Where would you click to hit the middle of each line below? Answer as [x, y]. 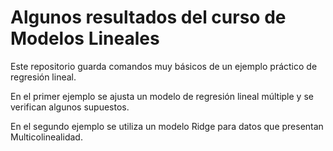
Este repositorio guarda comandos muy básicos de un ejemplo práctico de [164, 66]
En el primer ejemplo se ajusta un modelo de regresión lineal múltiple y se [162, 96]
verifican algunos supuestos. [70, 107]
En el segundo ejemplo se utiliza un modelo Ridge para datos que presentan [167, 126]
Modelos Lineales [85, 38]
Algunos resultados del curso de [148, 17]
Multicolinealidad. [46, 137]
